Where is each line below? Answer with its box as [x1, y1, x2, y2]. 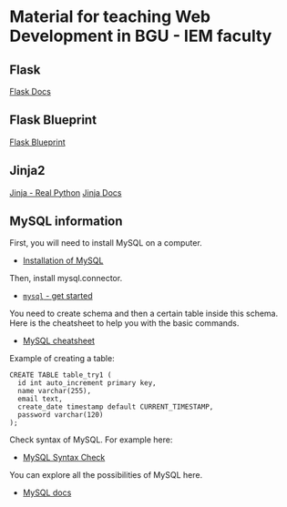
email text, [17, 394, 64, 404]
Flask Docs [9, 86, 52, 96]
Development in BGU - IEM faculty [9, 25, 272, 46]
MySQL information [9, 214, 123, 229]
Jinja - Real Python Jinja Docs [9, 187, 122, 198]
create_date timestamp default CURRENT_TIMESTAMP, [17, 402, 214, 411]
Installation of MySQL [22, 255, 104, 266]
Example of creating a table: [9, 353, 116, 364]
